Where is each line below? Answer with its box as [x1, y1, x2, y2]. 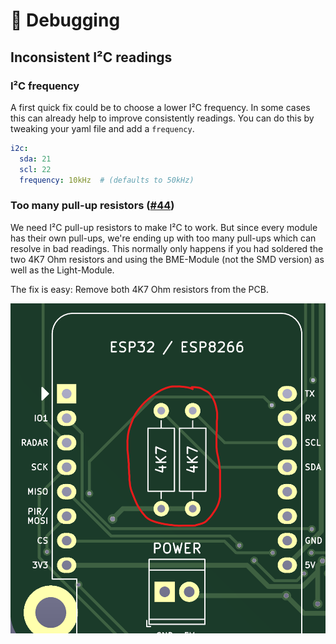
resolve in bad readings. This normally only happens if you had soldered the [10, 242, 324, 254]
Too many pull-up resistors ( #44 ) [10, 199, 175, 213]
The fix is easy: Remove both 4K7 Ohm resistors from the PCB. [10, 283, 269, 295]
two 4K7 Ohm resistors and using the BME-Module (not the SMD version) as [10, 253, 325, 265]
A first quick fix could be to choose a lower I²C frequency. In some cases [10, 101, 311, 113]
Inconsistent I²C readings [10, 49, 173, 66]
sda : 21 [19, 154, 52, 164]
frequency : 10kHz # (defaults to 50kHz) [19, 175, 195, 185]
